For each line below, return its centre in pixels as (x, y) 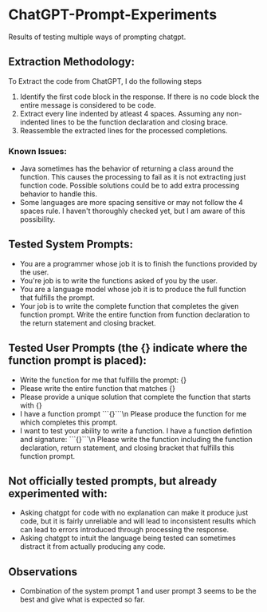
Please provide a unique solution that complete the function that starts (135, 397)
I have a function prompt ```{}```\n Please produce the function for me (133, 413)
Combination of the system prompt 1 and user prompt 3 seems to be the (138, 591)
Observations (43, 572)
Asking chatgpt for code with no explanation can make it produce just (134, 513)
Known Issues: (38, 151)
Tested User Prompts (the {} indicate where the (128, 348)
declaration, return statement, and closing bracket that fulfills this (127, 448)
